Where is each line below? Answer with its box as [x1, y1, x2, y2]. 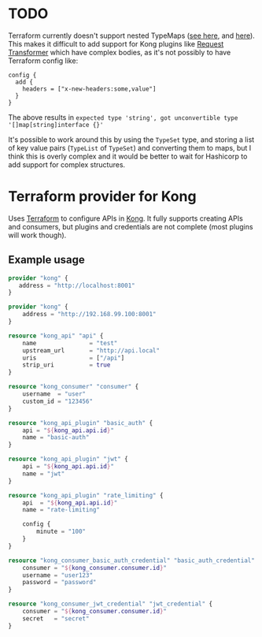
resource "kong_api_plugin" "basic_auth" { [8, 419, 153, 427]
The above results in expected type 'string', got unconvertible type [8, 112, 238, 122]
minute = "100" [36, 527, 87, 536]
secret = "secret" [22, 614, 90, 623]
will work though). [8, 230, 67, 240]
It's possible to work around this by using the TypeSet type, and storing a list [8, 135, 255, 144]
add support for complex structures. [8, 159, 126, 169]
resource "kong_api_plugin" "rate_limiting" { [8, 491, 164, 499]
